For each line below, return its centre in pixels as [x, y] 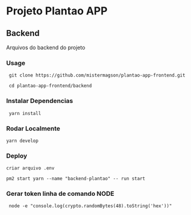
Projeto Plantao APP [57, 11]
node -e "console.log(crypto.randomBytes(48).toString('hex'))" [90, 206]
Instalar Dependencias [40, 101]
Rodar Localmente [33, 128]
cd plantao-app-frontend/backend [50, 86]
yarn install [25, 113]
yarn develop [22, 141]
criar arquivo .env [30, 168]
